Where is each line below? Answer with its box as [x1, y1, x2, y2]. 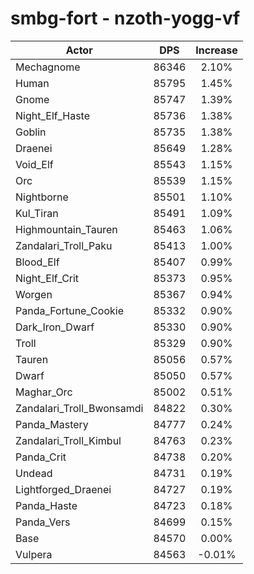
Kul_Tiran [15, 206, 59, 220]
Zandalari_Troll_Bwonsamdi [15, 401, 144, 415]
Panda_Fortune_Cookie [15, 303, 124, 317]
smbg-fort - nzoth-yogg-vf [10, 7, 241, 30]
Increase [195, 43, 238, 57]
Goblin [15, 125, 47, 139]
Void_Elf [15, 157, 54, 171]
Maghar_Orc [15, 385, 73, 399]
